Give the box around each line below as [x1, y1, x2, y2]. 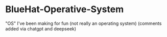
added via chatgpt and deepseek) [5, 25, 77, 31]
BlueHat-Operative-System [5, 4, 124, 15]
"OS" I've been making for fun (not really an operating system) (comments [5, 20, 162, 26]
